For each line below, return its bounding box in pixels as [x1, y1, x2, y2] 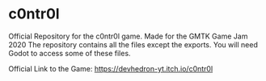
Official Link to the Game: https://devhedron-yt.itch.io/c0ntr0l [8, 63, 213, 73]
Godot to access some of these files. [8, 48, 131, 58]
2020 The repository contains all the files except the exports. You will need [8, 39, 259, 49]
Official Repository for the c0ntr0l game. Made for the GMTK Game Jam [8, 31, 248, 41]
